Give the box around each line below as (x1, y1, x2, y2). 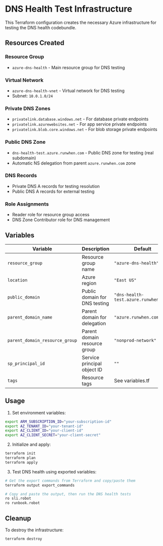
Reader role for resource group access (12, 212, 90, 218)
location (7, 277, 28, 283)
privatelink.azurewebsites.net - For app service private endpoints (12, 121, 147, 127)
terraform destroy (5, 537, 42, 542)
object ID (81, 366, 103, 373)
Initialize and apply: (12, 442, 51, 448)
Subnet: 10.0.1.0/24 (12, 93, 53, 98)
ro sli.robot (5, 496, 32, 501)
